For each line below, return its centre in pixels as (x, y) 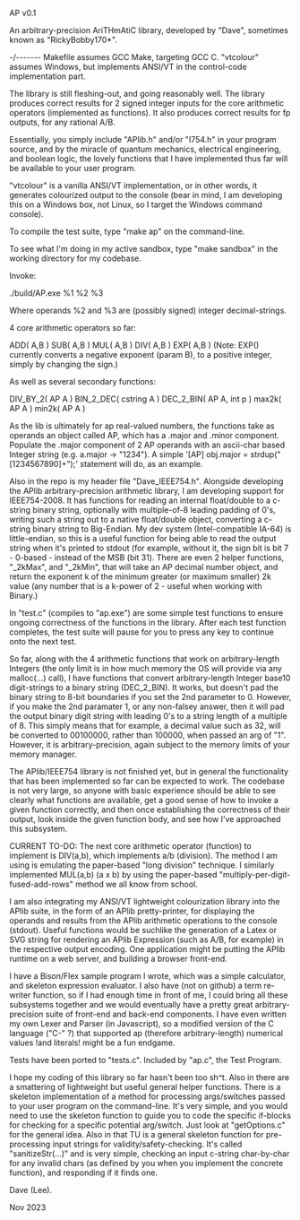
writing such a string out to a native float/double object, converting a (136, 519)
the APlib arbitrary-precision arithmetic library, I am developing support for (147, 491)
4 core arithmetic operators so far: (73, 328)
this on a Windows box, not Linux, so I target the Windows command (136, 204)
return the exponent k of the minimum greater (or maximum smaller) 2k (140, 576)
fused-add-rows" (42, 884)
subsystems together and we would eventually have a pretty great (131, 1004)
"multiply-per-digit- (255, 874)
